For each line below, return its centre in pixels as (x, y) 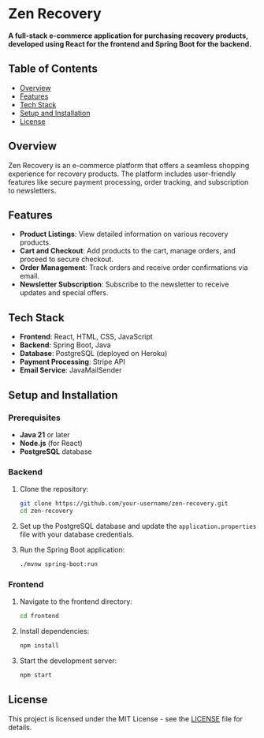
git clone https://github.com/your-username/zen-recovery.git (124, 504)
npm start (36, 675)
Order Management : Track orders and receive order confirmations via (134, 268)
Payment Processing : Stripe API (73, 362)
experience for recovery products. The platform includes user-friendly (122, 174)
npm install (39, 645)
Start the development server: (68, 661)
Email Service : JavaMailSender (71, 370)
